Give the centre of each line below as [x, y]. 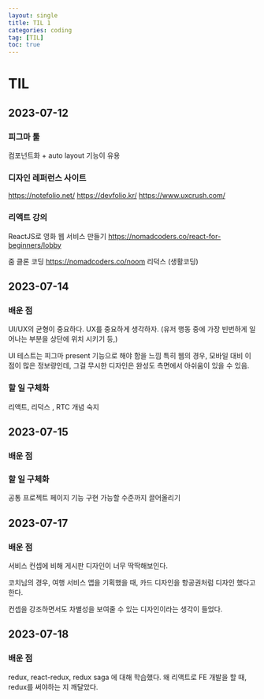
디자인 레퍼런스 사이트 [47, 178]
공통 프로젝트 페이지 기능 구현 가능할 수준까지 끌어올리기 [95, 498]
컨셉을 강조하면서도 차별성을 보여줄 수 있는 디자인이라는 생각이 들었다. [115, 609]
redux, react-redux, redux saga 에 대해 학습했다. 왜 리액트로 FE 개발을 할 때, [127, 677]
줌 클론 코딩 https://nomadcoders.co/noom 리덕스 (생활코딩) [103, 261]
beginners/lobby [35, 245]
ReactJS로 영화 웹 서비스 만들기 [58, 236]
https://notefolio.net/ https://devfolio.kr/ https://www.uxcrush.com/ [117, 196]
